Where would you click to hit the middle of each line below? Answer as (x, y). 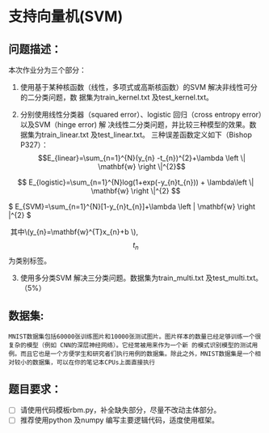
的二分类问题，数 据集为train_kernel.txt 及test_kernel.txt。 (117, 97)
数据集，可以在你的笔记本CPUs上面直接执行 (94, 362)
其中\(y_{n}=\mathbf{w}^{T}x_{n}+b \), (74, 232)
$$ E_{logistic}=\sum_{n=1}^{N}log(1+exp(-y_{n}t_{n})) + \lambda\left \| (136, 182)
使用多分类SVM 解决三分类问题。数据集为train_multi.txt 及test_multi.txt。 (141, 278)
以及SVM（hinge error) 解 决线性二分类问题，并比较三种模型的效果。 (135, 125)
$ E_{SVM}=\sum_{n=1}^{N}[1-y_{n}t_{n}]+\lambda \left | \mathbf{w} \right (132, 206)
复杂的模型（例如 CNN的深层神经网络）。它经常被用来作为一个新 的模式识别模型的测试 (130, 345)
